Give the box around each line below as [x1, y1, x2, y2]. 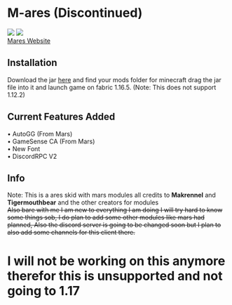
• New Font [7, 144, 41, 152]
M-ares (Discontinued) [7, 5, 143, 21]
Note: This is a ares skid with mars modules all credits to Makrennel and [7, 191, 216, 200]
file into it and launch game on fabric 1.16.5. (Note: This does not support [7, 83, 217, 91]
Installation [7, 57, 57, 69]
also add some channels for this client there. [7, 228, 135, 237]
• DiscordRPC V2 [7, 152, 57, 160]
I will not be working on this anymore [7, 253, 226, 268]
